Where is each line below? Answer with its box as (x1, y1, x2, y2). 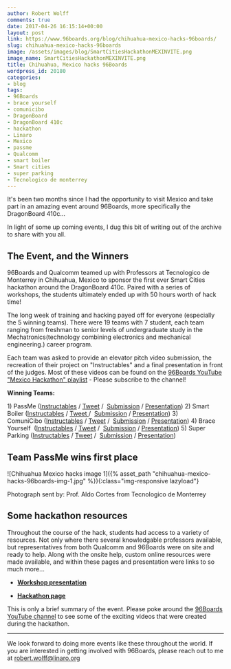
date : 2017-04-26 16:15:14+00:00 (7, 23, 103, 30)
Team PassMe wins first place (7, 451, 139, 463)
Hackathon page (16, 591, 66, 600)
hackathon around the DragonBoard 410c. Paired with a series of (7, 283, 191, 292)
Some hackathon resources (7, 510, 128, 522)
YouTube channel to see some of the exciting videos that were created (7, 612, 207, 620)
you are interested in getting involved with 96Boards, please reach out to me (7, 646, 223, 655)
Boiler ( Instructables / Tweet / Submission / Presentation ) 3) (7, 410, 179, 418)
